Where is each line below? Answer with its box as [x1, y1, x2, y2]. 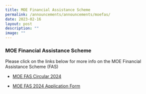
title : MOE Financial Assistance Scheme [5, 7, 91, 12]
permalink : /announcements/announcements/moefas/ [5, 12, 111, 17]
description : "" [5, 26, 39, 31]
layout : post [5, 21, 32, 26]
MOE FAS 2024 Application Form [12, 83, 80, 89]
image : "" [5, 30, 26, 35]
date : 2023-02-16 [5, 16, 41, 21]
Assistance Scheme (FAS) [5, 63, 58, 70]
